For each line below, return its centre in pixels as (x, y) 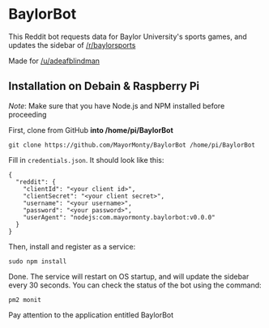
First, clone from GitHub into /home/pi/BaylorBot (91, 130)
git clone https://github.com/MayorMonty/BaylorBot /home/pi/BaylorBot (132, 145)
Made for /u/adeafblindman (54, 61)
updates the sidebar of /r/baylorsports (72, 45)
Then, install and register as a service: (72, 246)
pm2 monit (25, 300)
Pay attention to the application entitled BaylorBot (91, 315)
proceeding (28, 114)
